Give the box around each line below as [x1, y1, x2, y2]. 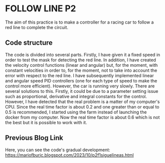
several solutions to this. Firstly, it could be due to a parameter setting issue [5, 88, 159, 94]
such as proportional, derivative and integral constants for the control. [5, 93, 147, 99]
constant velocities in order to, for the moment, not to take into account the [5, 67, 158, 73]
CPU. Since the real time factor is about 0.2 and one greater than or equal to [5, 104, 160, 109]
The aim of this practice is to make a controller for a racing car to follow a [5, 19, 154, 25]
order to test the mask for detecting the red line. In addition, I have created [5, 57, 156, 63]
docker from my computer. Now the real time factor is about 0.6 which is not [5, 114, 160, 120]
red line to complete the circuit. [5, 24, 68, 30]
